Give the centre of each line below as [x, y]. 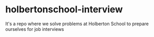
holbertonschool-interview [64, 10]
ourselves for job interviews [35, 29]
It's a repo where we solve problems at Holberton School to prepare [77, 24]
